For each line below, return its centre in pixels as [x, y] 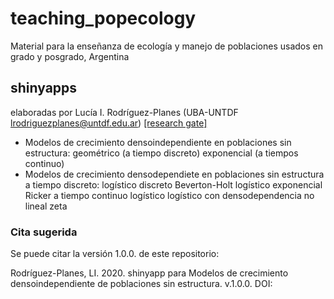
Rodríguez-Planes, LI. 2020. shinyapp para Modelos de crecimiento [149, 273]
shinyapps [44, 88]
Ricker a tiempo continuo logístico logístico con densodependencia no [169, 195]
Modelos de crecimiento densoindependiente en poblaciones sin [158, 142]
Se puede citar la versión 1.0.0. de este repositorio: [115, 254]
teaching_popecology [103, 18]
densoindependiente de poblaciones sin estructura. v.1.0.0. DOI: [141, 284]
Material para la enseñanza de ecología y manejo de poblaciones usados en [166, 46]
